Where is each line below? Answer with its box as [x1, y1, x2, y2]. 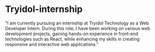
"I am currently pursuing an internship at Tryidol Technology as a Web [5, 20, 149, 26]
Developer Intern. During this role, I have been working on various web [5, 25, 151, 31]
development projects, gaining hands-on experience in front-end [5, 30, 139, 36]
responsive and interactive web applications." [5, 41, 99, 47]
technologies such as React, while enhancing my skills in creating [5, 36, 140, 42]
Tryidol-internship [5, 3, 83, 15]
